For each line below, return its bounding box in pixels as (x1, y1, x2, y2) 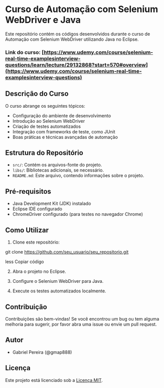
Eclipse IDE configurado (12, 206, 63, 212)
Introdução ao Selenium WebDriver (12, 118, 85, 124)
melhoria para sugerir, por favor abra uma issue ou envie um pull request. (5, 321, 157, 327)
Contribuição (5, 302, 48, 311)
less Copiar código (5, 259, 44, 265)
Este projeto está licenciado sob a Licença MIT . (5, 377, 103, 383)
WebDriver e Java (5, 14, 81, 26)
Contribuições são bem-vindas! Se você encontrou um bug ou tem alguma (5, 316, 159, 322)
